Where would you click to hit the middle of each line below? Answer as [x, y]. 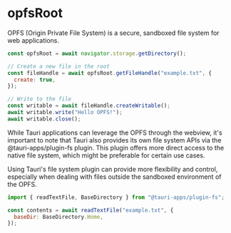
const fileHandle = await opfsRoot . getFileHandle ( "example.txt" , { [110, 73]
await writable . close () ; [44, 119]
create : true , [35, 80]
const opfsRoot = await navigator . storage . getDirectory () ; [97, 53]
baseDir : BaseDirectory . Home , [58, 217]
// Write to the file [40, 99]
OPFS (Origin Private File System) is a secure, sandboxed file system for [113, 33]
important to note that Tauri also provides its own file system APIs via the [114, 140]
